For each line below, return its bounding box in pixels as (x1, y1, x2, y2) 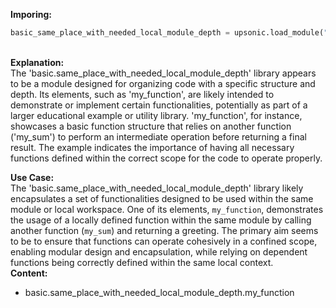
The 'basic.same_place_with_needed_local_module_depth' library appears (10, 67, 317, 79)
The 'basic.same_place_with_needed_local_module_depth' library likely (10, 182, 304, 194)
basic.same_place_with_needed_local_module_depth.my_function (24, 286, 295, 298)
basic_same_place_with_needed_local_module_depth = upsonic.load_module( (10, 28, 325, 38)
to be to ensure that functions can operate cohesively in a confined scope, (10, 235, 318, 247)
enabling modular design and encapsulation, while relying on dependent (10, 245, 308, 258)
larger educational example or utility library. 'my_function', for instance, (10, 109, 303, 121)
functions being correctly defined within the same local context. (10, 256, 274, 268)
